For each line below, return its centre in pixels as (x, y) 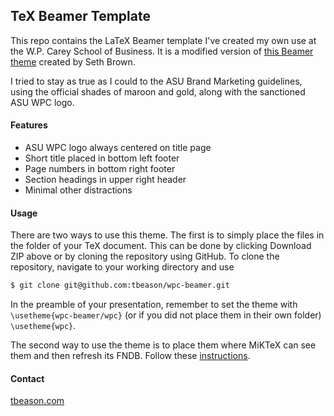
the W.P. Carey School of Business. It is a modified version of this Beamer (162, 51)
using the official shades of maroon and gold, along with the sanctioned (158, 91)
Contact (27, 378)
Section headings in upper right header (105, 180)
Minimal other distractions (78, 190)
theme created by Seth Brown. (73, 61)
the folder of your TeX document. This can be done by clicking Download (161, 246)
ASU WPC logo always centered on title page (118, 148)
